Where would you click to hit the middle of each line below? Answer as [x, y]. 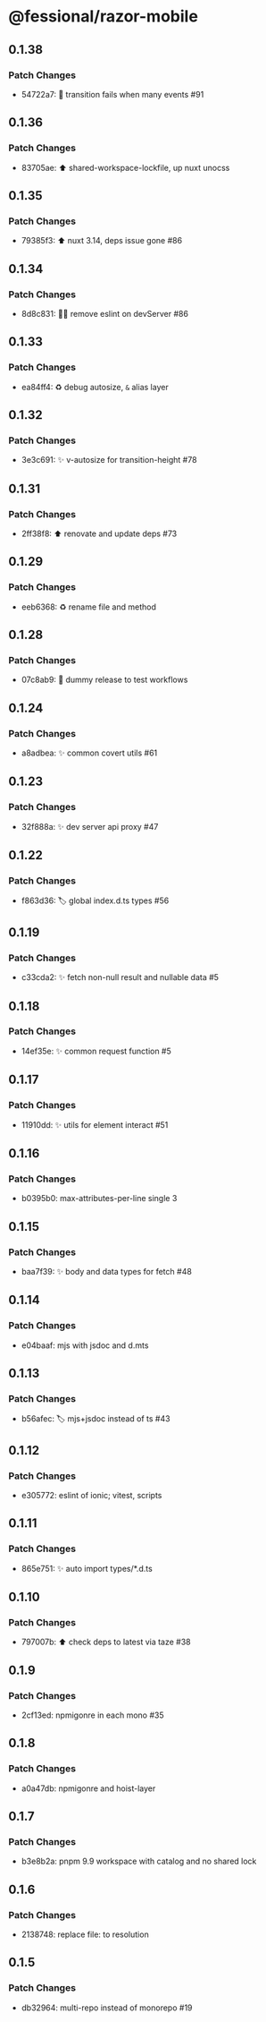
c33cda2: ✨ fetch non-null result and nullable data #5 [120, 977]
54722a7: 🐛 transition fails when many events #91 [112, 94]
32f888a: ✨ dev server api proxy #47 [90, 826]
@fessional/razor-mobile [103, 17]
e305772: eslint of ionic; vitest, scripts [91, 1495]
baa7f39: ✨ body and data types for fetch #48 [107, 1271]
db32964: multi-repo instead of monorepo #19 [107, 2008]
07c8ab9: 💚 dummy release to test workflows [104, 680]
